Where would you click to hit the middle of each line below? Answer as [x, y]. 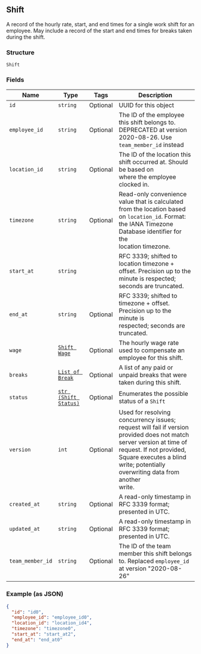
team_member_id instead [151, 145]
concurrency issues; [147, 420]
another [130, 479]
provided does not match [154, 435]
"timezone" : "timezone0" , [44, 629]
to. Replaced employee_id [154, 561]
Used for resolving [145, 412]
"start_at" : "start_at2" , [44, 634]
